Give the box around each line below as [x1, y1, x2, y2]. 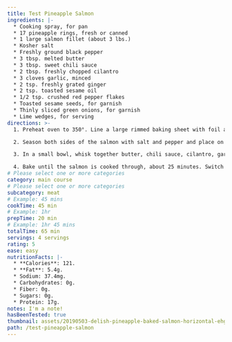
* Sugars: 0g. [13, 292, 54, 299]
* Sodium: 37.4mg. [13, 273, 67, 280]
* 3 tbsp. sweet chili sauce [13, 62, 97, 69]
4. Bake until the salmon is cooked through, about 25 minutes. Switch [13, 163, 224, 170]
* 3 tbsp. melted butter [13, 55, 85, 62]
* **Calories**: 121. [13, 260, 76, 267]
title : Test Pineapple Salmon [7, 10, 95, 17]
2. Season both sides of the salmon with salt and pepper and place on [13, 138, 224, 145]
